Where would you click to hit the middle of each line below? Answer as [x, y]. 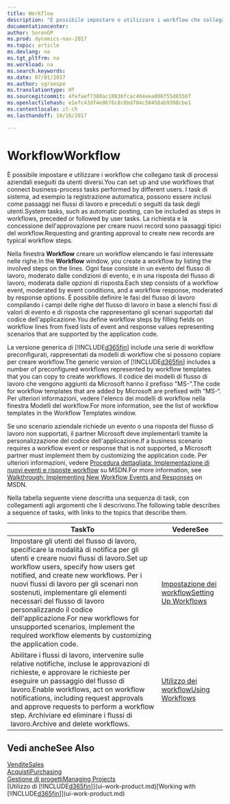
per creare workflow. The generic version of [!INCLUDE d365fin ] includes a [111, 362]
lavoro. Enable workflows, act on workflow [78, 689]
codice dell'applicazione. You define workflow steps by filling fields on [105, 319]
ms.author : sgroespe [37, 84]
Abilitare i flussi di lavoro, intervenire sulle [77, 655]
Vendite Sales [26, 765]
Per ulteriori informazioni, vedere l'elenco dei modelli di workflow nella [106, 398]
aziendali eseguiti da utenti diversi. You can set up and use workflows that [111, 182]
